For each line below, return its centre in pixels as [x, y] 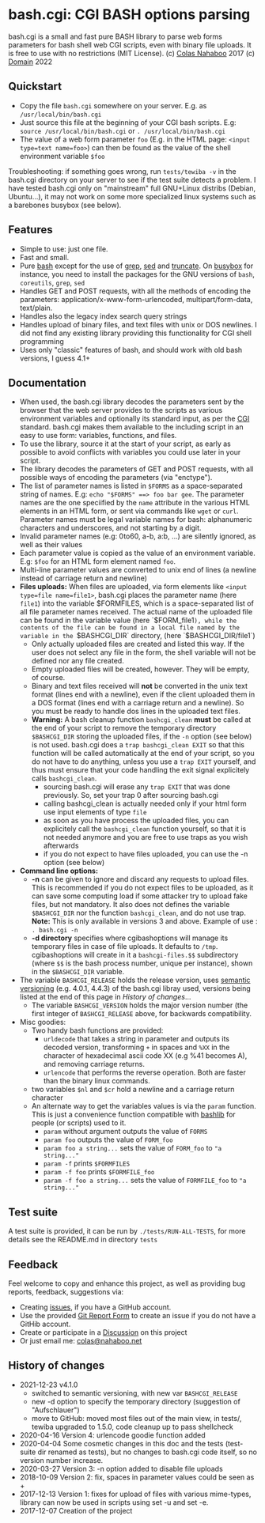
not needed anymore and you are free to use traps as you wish [146, 837]
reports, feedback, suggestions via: [66, 1292]
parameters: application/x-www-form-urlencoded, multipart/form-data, [136, 299]
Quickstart [35, 87]
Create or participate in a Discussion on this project [103, 1332]
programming [42, 341]
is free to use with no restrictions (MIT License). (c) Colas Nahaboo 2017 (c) [132, 53]
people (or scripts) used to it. [79, 1123]
